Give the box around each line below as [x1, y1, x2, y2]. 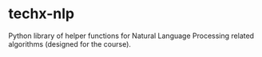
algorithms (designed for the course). [8, 39, 132, 48]
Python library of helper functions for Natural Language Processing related [8, 31, 254, 40]
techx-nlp [8, 5, 74, 23]
